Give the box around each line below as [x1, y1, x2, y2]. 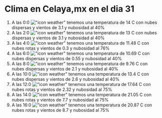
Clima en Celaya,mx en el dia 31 [4, 3, 135, 15]
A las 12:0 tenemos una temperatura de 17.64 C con [11, 81, 151, 87]
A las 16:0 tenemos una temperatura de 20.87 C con [11, 102, 152, 108]
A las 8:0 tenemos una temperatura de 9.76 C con [11, 61, 148, 67]
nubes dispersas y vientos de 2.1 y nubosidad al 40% [11, 66, 119, 71]
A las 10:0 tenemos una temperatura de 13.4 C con [11, 71, 149, 77]
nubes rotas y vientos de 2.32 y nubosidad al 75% [11, 86, 112, 92]
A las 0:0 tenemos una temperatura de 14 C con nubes [11, 19, 158, 25]
